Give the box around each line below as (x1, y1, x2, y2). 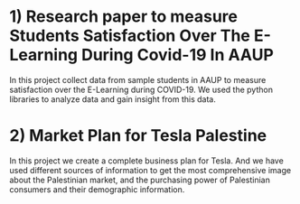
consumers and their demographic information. (9, 183, 185, 195)
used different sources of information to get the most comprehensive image (9, 164, 292, 175)
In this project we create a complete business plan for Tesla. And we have (9, 155, 285, 166)
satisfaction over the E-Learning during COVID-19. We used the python (9, 84, 274, 95)
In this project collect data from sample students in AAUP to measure (9, 74, 267, 85)
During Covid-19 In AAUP (80, 45, 274, 65)
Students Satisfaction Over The (9, 25, 251, 46)
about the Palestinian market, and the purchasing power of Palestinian (9, 174, 271, 185)
